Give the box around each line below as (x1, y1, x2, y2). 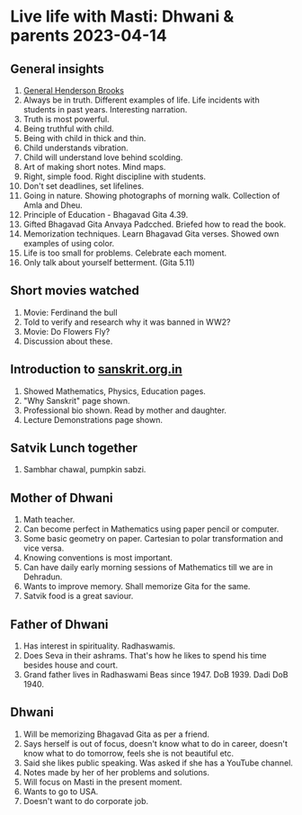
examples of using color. (22, 238, 115, 248)
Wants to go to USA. (22, 785, 99, 797)
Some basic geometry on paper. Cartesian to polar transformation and (22, 533, 284, 544)
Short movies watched (10, 283, 140, 299)
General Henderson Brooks (22, 85, 125, 95)
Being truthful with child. (22, 123, 115, 134)
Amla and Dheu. (22, 200, 84, 210)
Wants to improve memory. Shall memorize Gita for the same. (22, 581, 251, 592)
